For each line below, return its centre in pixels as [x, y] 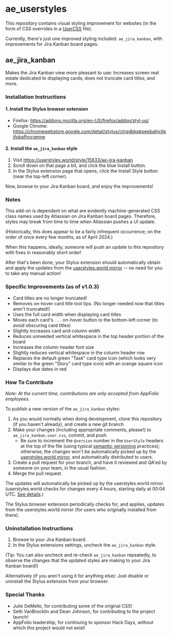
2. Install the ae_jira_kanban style [42, 148]
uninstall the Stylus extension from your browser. [57, 582]
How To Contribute [29, 382]
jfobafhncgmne [29, 137]
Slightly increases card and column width [56, 331]
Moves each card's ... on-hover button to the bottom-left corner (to [85, 320]
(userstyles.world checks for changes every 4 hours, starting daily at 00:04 [85, 489]
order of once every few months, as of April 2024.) [59, 237]
